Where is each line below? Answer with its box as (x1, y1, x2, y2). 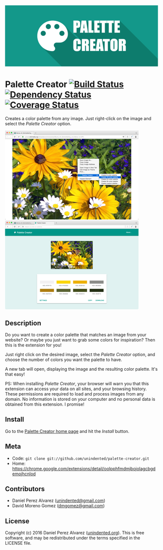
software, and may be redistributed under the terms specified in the (5, 535, 141, 541)
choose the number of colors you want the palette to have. (5, 357, 122, 362)
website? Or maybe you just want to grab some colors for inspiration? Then (5, 337, 155, 343)
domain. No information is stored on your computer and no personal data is (5, 396, 155, 402)
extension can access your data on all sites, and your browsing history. (5, 386, 147, 392)
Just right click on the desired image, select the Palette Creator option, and (5, 352, 155, 358)
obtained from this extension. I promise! (5, 401, 85, 407)
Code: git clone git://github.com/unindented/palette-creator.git (12, 455, 149, 461)
